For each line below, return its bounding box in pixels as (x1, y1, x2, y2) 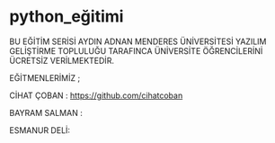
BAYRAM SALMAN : (9, 107, 83, 118)
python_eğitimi (9, 6, 124, 27)
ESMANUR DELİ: (9, 124, 70, 136)
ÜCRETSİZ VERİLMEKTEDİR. (9, 55, 115, 66)
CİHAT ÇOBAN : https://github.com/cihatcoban (9, 90, 183, 101)
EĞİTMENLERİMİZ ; (9, 72, 81, 83)
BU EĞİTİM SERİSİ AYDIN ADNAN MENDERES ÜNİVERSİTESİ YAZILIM (9, 36, 267, 47)
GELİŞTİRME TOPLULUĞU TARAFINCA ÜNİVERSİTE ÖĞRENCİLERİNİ (9, 45, 263, 56)
